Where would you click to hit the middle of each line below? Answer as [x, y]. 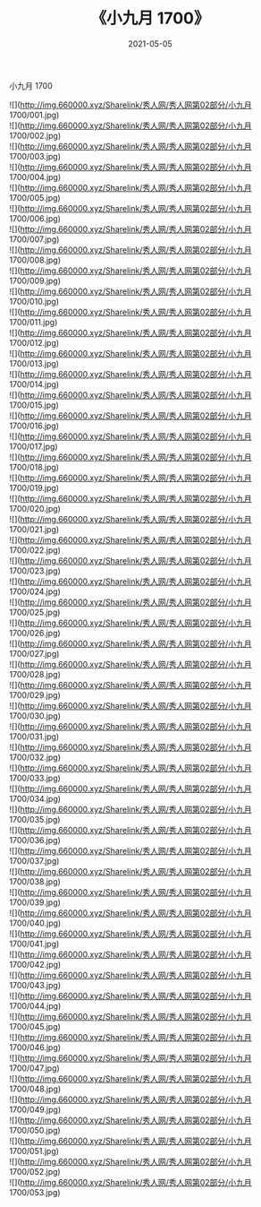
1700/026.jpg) [35, 633]
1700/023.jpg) [35, 571]
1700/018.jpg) [34, 467]
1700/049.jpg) [35, 1109]
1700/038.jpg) [35, 881]
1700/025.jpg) [35, 612]
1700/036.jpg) [35, 840]
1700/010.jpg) [34, 301]
